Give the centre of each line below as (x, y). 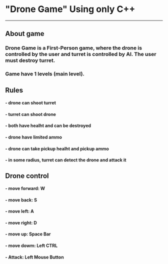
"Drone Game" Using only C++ (70, 9)
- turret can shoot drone (31, 114)
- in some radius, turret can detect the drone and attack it (66, 160)
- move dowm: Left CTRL (31, 245)
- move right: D (21, 222)
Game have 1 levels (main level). (45, 74)
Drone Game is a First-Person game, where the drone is (74, 48)
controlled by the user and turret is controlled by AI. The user (81, 54)
